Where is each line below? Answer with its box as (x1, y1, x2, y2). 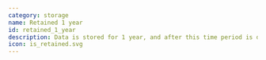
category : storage (8, 11, 69, 19)
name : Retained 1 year (8, 19, 83, 26)
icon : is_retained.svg (8, 41, 83, 48)
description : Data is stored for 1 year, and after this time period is (8, 33, 253, 41)
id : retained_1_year (8, 26, 77, 34)
